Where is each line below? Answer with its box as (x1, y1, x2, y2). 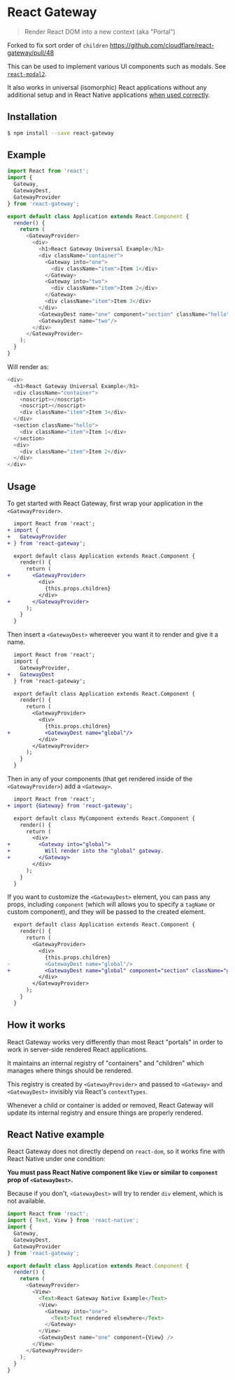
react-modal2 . (7, 69, 47, 78)
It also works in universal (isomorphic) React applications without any (7, 83, 208, 91)
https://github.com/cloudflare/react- (109, 41, 215, 49)
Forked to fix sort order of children (7, 41, 108, 49)
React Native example (7, 1128, 105, 1141)
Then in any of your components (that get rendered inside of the (7, 775, 193, 783)
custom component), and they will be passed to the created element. (7, 908, 206, 916)
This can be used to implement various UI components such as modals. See (7, 62, 226, 70)
